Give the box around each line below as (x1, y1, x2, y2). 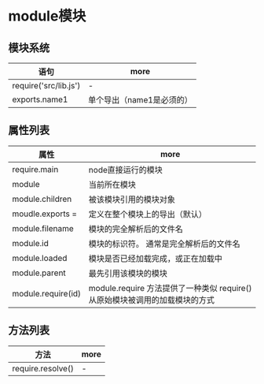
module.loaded (12, 252, 68, 263)
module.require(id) (12, 288, 81, 299)
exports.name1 (12, 94, 68, 105)
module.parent (12, 267, 67, 278)
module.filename (12, 222, 75, 233)
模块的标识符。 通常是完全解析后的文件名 (88, 238, 241, 249)
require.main (12, 163, 59, 174)
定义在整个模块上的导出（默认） (88, 208, 207, 219)
